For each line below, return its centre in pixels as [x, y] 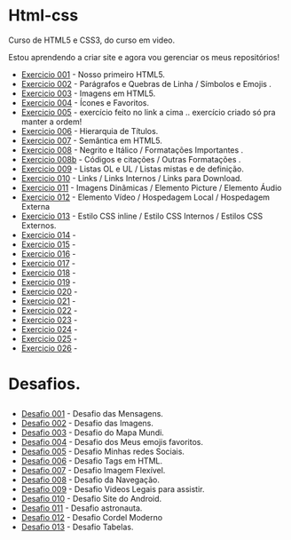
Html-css [43, 16]
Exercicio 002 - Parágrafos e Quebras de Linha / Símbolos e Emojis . [146, 83]
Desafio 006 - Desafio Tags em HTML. [92, 461]
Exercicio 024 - [49, 329]
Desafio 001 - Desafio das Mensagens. [92, 414]
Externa [35, 206]
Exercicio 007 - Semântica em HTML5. [92, 140]
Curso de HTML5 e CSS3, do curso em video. [91, 40]
